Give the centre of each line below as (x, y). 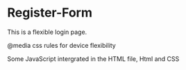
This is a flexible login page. (47, 32)
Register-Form (50, 13)
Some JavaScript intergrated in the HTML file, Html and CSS (93, 59)
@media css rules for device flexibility (61, 45)
